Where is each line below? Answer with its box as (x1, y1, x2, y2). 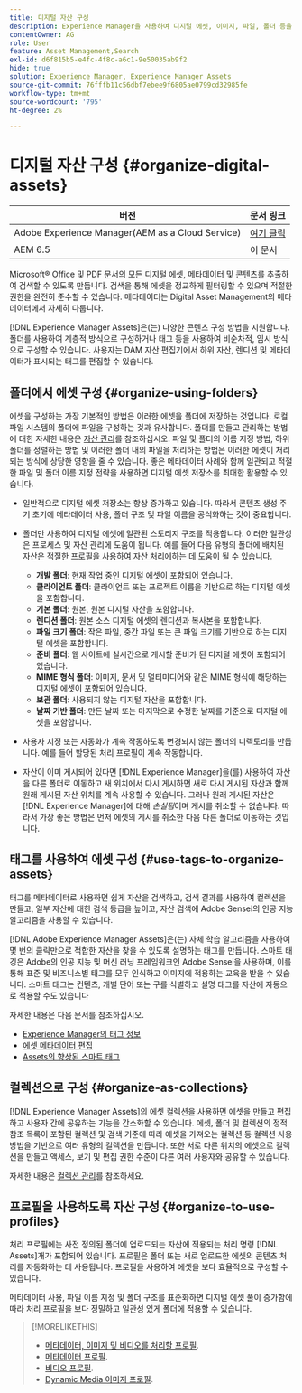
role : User (9, 38, 50, 48)
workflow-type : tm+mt (9, 89, 91, 98)
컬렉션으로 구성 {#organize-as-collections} (9, 1080, 249, 1096)
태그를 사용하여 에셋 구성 (9, 852, 138, 868)
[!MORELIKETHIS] (31, 1322, 98, 1332)
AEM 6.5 (14, 243, 51, 256)
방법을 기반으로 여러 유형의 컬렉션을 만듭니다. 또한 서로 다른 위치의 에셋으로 (9, 1140, 274, 1151)
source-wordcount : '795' (9, 97, 103, 107)
